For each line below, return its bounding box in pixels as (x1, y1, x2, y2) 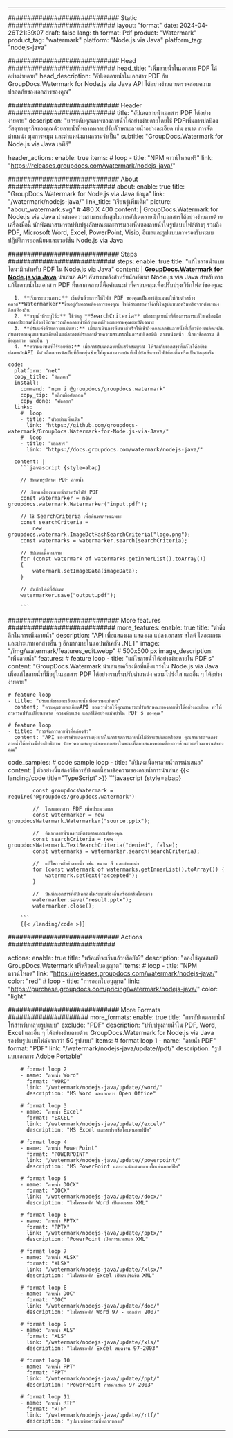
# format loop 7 (20, 1248, 68, 1255)
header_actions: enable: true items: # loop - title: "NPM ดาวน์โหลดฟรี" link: (8, 154, 214, 162)
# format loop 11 (20, 1394, 71, 1401)
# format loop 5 (20, 1175, 68, 1182)
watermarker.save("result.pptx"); (32, 896, 132, 903)
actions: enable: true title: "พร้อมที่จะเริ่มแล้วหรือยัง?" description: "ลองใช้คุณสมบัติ (8, 954, 219, 962)
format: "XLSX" (26, 1260, 71, 1267)
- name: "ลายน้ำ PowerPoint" (20, 1145, 98, 1152)
